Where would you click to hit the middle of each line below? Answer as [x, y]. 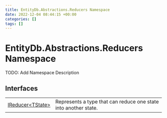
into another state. [77, 108]
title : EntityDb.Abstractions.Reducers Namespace [58, 10]
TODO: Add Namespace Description [42, 73]
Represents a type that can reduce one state [107, 102]
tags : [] [14, 24]
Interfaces [22, 88]
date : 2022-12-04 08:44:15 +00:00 [41, 14]
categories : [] [21, 19]
